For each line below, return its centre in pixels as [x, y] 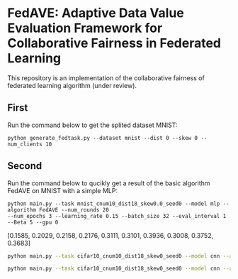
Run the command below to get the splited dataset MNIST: [92, 125]
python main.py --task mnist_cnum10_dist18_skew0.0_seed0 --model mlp [114, 204]
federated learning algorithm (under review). [72, 85]
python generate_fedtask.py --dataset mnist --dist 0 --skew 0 [103, 138]
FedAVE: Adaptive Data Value [96, 13]
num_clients [25, 144]
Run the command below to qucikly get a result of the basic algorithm [109, 183]
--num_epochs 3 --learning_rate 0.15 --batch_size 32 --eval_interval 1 [117, 216]
